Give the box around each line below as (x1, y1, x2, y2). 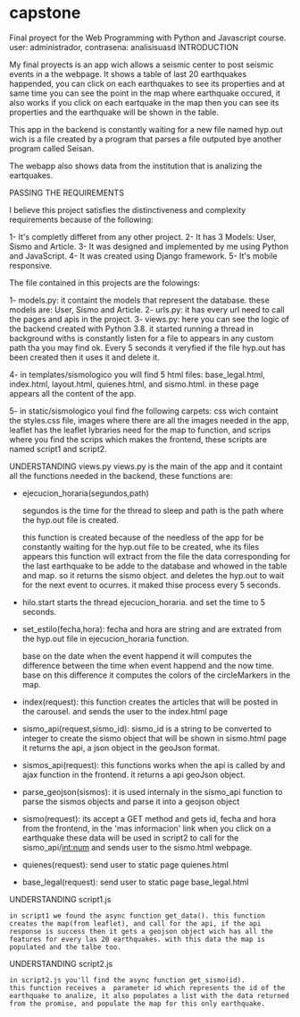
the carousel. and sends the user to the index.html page (21, 705, 228, 716)
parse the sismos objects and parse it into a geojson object (21, 796, 240, 807)
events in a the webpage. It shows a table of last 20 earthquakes (9, 68, 247, 79)
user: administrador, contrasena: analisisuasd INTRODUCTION (9, 41, 239, 52)
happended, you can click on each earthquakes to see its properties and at (9, 78, 286, 89)
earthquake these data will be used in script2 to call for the (21, 832, 239, 843)
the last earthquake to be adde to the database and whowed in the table (21, 560, 287, 571)
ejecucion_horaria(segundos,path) (21, 487, 149, 499)
